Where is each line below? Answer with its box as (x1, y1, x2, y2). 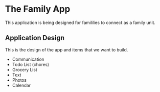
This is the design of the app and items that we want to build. (5, 46, 128, 52)
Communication (12, 56, 45, 62)
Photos (12, 77, 27, 83)
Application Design (5, 34, 65, 42)
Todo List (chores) (12, 61, 49, 67)
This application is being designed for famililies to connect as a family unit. (5, 20, 156, 25)
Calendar (12, 82, 31, 88)
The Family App (5, 3, 70, 15)
